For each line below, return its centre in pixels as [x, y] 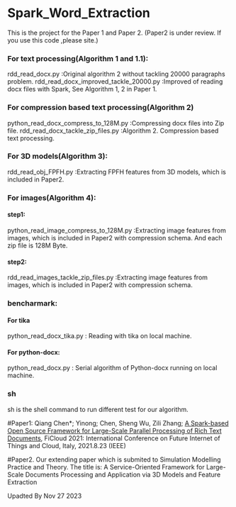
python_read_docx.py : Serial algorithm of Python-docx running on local [112, 368]
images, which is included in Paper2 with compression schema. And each [115, 238]
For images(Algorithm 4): [52, 198]
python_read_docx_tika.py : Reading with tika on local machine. [100, 336]
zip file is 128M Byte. [38, 245]
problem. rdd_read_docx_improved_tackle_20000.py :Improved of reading [115, 82]
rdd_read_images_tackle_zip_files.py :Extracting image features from [107, 277]
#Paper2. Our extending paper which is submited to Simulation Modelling [114, 459]
